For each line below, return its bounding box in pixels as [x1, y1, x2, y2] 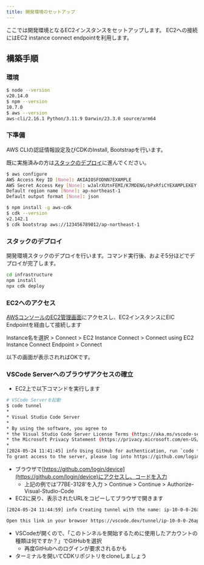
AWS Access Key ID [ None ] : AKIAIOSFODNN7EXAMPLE [6, 177, 132, 183]
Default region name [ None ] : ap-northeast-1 [6, 188, 121, 194]
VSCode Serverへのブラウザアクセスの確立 [6, 370, 134, 378]
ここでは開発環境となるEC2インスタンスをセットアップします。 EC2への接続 [6, 26, 198, 33]
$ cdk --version [6, 210, 47, 216]
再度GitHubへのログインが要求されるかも [24, 544, 127, 552]
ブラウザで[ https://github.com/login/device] [15, 465, 125, 473]
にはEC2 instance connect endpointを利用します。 [6, 34, 132, 41]
